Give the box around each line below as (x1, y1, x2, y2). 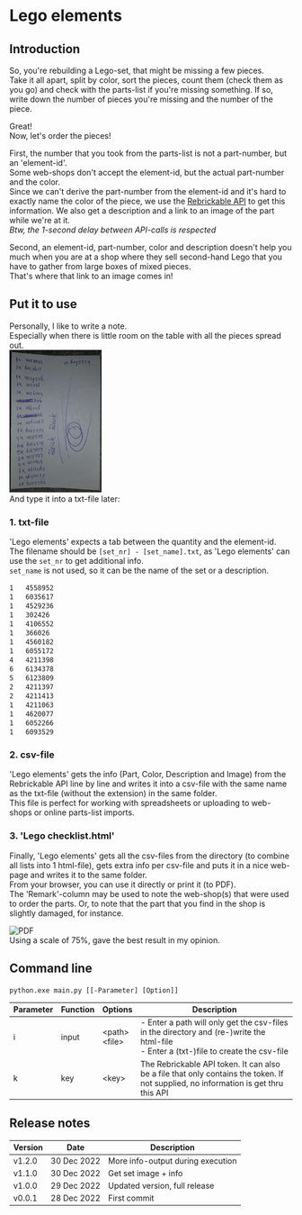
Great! (9, 121, 33, 131)
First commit (107, 1192, 155, 1203)
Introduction (9, 41, 81, 57)
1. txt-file (9, 515, 49, 528)
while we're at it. (9, 215, 70, 225)
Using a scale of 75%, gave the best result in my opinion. (9, 934, 220, 946)
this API (140, 1087, 169, 1098)
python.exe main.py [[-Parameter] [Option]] (9, 985, 179, 995)
